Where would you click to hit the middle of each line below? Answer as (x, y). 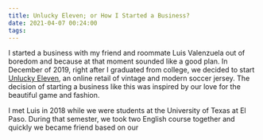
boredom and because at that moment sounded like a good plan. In (118, 61)
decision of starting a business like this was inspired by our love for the (124, 87)
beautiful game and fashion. (54, 95)
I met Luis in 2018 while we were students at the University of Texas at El (127, 111)
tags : (17, 30)
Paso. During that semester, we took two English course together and (122, 119)
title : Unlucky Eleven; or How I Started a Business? (99, 16)
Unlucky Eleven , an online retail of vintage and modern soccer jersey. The (129, 78)
